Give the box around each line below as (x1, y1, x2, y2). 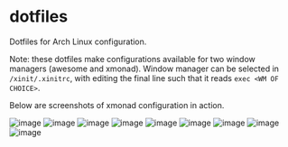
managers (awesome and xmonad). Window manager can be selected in (9, 63, 280, 74)
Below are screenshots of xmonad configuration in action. (9, 99, 225, 110)
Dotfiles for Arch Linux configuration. (9, 36, 147, 47)
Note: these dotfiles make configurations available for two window (9, 53, 255, 64)
